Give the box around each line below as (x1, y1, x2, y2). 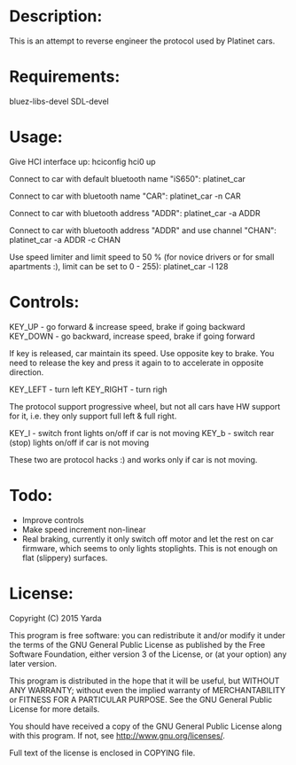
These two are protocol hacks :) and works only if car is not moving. (9, 454, 258, 464)
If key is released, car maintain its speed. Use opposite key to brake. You (9, 347, 275, 358)
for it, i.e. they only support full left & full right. (9, 410, 177, 421)
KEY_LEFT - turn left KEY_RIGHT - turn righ (9, 384, 167, 394)
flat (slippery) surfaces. (21, 552, 108, 563)
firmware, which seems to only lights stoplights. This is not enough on (21, 543, 278, 553)
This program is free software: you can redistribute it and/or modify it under (9, 629, 285, 640)
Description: (9, 6, 103, 27)
